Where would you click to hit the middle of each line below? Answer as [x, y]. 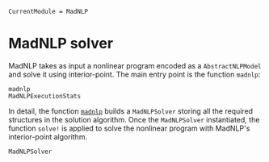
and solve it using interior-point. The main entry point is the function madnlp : [134, 74]
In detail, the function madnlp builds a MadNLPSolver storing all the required [130, 111]
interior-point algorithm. [48, 136]
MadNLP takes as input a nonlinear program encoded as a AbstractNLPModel [135, 65]
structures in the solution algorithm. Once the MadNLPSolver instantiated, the [134, 119]
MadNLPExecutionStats [45, 96]
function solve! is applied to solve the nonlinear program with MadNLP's [129, 128]
